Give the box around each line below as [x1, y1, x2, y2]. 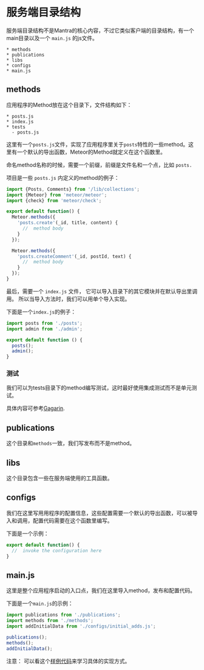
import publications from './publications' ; [6, 612, 121, 618]
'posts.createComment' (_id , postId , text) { [17, 253, 132, 259]
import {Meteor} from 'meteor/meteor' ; [6, 192, 107, 198]
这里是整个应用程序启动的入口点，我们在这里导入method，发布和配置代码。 [6, 587, 196, 594]
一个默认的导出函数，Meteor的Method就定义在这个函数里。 [16, 148, 166, 156]
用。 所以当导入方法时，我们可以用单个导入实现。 [6, 295, 131, 303]
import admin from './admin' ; [6, 326, 83, 332]
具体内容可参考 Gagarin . [6, 405, 65, 412]
